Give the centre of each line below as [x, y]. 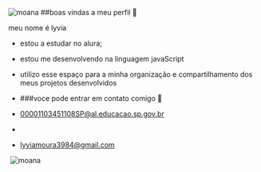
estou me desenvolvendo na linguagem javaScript [102, 59]
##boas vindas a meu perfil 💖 [89, 12]
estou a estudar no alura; [61, 43]
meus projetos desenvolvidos [68, 83]
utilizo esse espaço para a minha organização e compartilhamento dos [136, 74]
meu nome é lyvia [38, 28]
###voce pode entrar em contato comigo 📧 [91, 98]
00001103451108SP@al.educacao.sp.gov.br [92, 114]
